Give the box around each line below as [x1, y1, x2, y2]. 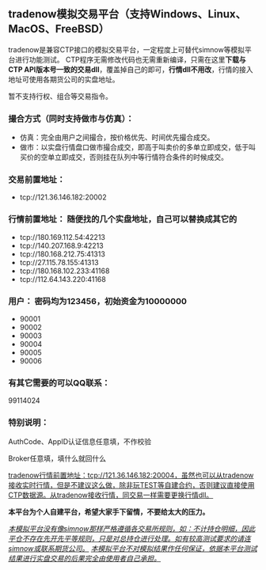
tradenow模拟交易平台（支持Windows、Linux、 [8, 7, 247, 21]
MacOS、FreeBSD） [8, 22, 109, 36]
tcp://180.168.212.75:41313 [19, 249, 105, 259]
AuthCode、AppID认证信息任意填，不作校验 [8, 436, 152, 446]
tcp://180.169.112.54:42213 [19, 232, 105, 241]
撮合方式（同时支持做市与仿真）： [8, 113, 135, 124]
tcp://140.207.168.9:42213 [19, 241, 104, 250]
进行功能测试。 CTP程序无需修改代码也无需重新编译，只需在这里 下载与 [14, 55, 247, 64]
